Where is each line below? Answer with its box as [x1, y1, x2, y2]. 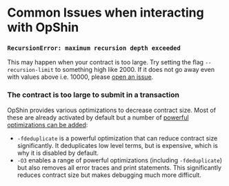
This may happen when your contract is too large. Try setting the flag [7, 58, 204, 66]
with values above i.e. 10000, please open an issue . [7, 73, 154, 81]
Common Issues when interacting [7, 5, 205, 21]
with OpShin [7, 19, 79, 35]
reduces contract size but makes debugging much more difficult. [17, 171, 202, 179]
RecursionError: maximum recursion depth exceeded [7, 44, 181, 53]
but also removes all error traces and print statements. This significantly [17, 163, 222, 171]
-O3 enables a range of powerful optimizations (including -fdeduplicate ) [17, 156, 223, 164]
